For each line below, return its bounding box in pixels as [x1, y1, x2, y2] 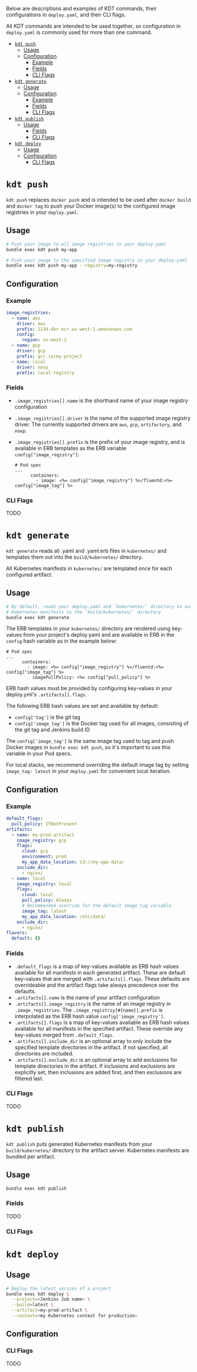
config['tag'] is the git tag [14, 714, 81, 721]
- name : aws [11, 315, 41, 321]
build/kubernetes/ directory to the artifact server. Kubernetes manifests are [6, 1146, 189, 1154]
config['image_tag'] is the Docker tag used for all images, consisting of [14, 720, 189, 727]
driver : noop [16, 364, 49, 370]
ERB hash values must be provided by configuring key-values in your [6, 685, 173, 692]
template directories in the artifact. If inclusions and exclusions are [14, 1062, 175, 1069]
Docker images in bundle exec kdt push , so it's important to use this [6, 744, 171, 751]
